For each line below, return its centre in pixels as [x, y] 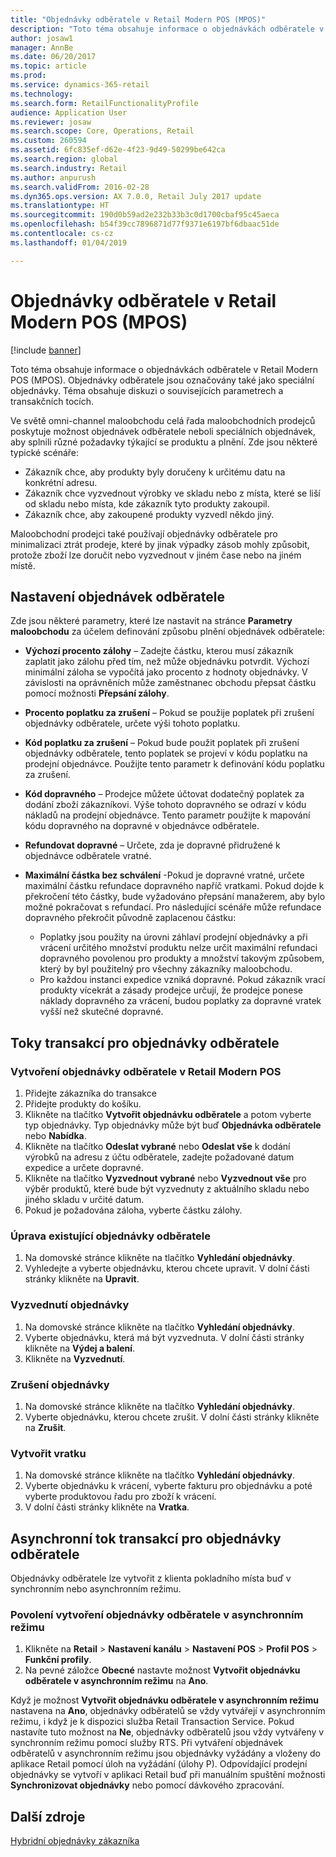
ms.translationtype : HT [60, 206]
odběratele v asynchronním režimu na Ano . [116, 1681]
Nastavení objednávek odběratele [117, 596]
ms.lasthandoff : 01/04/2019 [69, 242]
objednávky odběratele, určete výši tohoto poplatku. [132, 723]
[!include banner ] [46, 350]
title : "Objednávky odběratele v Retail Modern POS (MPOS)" [138, 19]
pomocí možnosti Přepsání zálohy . [97, 693]
